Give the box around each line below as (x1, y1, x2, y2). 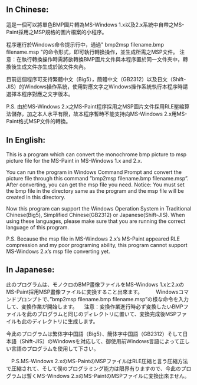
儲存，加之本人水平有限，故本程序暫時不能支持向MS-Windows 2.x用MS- (11, 110, 188, 117)
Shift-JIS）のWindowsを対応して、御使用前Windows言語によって (21, 338, 180, 345)
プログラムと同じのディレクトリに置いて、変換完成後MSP (37, 311, 177, 318)
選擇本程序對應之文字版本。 (6, 90, 74, 97)
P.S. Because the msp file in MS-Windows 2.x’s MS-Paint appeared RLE (6, 235, 180, 242)
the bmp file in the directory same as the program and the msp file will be (6, 187, 185, 194)
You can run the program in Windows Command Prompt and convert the (6, 168, 182, 176)
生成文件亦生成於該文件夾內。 (16, 63, 89, 70)
